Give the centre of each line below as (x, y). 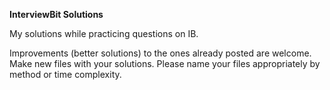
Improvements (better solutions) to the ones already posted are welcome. (160, 53)
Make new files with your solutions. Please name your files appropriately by (165, 63)
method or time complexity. (65, 74)
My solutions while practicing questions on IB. (104, 33)
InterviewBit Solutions (56, 14)
